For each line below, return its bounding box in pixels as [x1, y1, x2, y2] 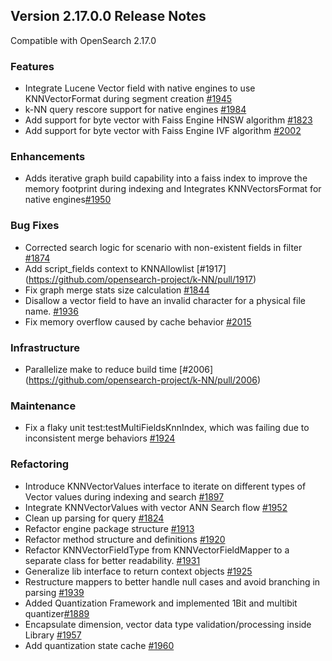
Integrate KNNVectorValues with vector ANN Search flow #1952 [24, 501, 288, 513]
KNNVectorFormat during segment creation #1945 [24, 93, 233, 105]
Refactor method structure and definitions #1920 [24, 533, 226, 545]
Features [10, 59, 55, 73]
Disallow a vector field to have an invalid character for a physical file [24, 294, 306, 306]
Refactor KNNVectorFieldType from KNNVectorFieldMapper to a [24, 544, 290, 556]
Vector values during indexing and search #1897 [24, 490, 225, 503]
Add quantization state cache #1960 [24, 639, 175, 651]
